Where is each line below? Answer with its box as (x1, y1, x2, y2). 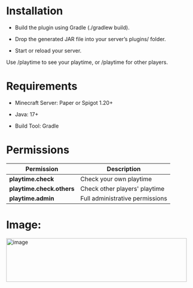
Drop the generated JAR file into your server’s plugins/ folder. (14, 35, 166, 42)
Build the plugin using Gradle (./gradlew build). (14, 24, 130, 31)
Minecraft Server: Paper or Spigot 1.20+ (14, 99, 114, 106)
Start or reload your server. (14, 47, 82, 54)
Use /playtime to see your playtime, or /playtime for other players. (6, 58, 169, 66)
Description (106, 165, 141, 173)
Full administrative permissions (80, 194, 167, 202)
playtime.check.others (9, 184, 75, 193)
